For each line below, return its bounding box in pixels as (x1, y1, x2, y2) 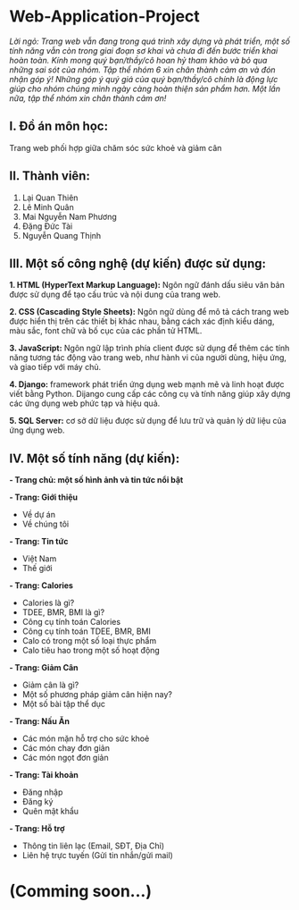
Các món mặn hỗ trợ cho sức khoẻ (21, 733, 150, 744)
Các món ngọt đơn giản (21, 753, 109, 763)
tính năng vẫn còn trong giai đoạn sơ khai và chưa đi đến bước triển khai (9, 45, 278, 55)
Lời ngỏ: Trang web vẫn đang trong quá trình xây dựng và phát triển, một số (9, 36, 290, 46)
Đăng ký (21, 796, 54, 807)
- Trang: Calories (9, 580, 74, 591)
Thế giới (21, 563, 53, 574)
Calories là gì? (21, 597, 75, 609)
